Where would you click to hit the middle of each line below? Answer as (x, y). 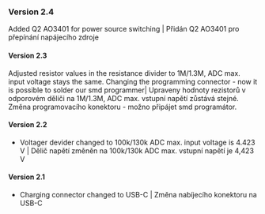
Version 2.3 (28, 55)
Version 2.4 (31, 12)
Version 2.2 (28, 125)
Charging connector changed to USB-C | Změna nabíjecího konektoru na (138, 194)
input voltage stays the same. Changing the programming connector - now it (133, 81)
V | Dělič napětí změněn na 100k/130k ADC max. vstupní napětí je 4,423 (137, 150)
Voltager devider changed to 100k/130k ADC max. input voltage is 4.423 (137, 142)
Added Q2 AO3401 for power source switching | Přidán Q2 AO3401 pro (124, 29)
